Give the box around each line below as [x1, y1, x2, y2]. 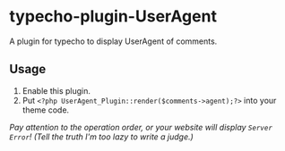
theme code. [22, 105, 70, 115]
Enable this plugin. [22, 85, 91, 96]
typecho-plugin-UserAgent [9, 6, 218, 27]
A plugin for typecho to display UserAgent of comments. [9, 36, 218, 46]
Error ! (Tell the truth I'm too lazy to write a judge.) [9, 131, 194, 142]
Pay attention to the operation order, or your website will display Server [9, 122, 273, 132]
